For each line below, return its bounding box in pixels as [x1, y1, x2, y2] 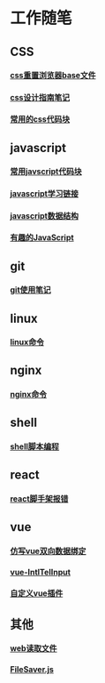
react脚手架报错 [10, 494, 69, 504]
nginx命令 [10, 389, 48, 400]
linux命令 [10, 337, 45, 348]
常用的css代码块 [10, 114, 70, 125]
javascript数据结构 [10, 210, 79, 221]
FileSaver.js [10, 663, 54, 674]
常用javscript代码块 [10, 166, 82, 177]
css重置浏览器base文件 [10, 70, 96, 81]
